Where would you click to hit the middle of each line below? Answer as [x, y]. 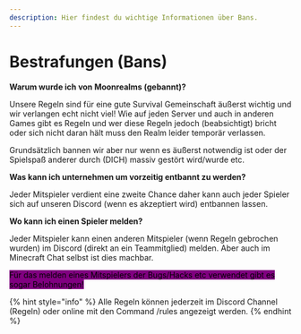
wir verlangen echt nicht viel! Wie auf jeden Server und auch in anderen [142, 114]
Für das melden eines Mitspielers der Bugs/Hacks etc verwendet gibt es [142, 275]
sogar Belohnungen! [47, 284]
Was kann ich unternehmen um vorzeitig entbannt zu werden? [128, 176]
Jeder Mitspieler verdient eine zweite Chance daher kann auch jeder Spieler [150, 194]
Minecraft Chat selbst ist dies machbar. [82, 257]
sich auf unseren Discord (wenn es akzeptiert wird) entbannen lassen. [139, 203]
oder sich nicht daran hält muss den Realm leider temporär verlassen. [138, 133]
